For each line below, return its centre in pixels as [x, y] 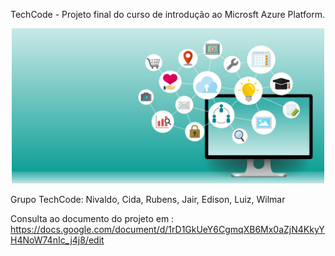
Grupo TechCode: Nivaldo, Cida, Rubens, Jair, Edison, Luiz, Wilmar [148, 200]
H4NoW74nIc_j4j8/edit [57, 240]
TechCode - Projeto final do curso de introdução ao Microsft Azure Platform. [167, 14]
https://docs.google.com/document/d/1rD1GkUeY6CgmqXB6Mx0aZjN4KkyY [167, 230]
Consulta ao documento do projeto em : [92, 219]
